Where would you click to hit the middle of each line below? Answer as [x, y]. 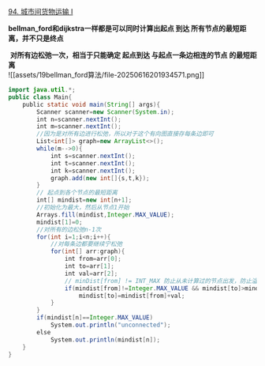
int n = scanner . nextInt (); [79, 119]
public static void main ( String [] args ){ [91, 104]
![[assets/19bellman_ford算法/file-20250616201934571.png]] [106, 75]
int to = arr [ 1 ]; [89, 266]
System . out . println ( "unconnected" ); [110, 325]
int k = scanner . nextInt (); [93, 171]
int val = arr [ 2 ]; [91, 274]
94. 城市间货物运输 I [41, 11]
